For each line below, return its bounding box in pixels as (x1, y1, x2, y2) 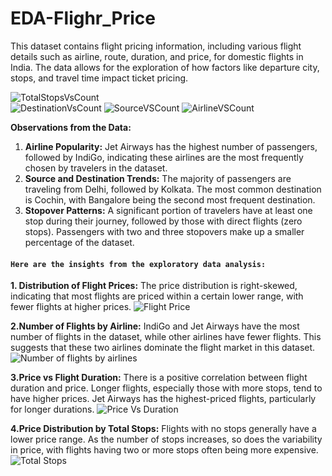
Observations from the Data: (10, 121, 132, 133)
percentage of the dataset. (24, 236, 135, 248)
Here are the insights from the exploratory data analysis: (10, 259, 267, 269)
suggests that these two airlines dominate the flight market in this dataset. (10, 342, 316, 354)
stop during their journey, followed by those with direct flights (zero (24, 215, 303, 227)
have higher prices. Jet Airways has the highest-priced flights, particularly (10, 393, 317, 405)
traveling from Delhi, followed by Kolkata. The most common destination (24, 183, 322, 195)
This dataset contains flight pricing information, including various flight (10, 40, 302, 52)
